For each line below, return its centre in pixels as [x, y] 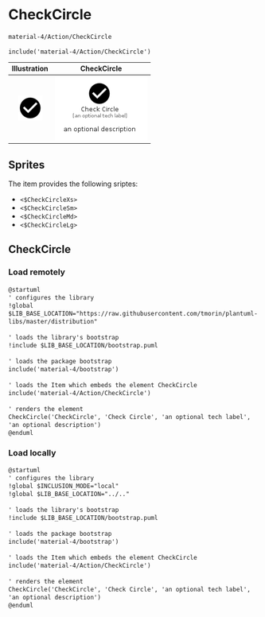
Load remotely [37, 272]
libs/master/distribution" [53, 321]
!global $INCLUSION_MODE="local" [64, 486]
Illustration [30, 68]
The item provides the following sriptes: [73, 184]
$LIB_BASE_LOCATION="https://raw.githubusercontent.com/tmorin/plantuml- [133, 313]
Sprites [27, 165]
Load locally [32, 452]
